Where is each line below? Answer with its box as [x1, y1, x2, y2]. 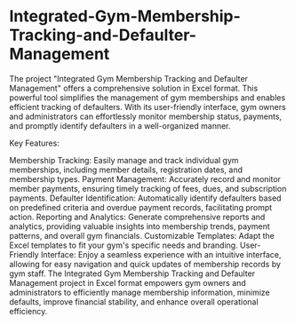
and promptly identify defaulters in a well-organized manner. [9, 120, 231, 131]
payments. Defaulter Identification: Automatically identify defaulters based [9, 193, 282, 203]
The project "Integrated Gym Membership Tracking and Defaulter [9, 73, 249, 83]
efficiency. [9, 305, 48, 316]
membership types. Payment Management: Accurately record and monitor [9, 173, 282, 184]
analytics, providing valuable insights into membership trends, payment [9, 220, 271, 232]
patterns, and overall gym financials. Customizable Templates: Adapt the [9, 230, 275, 241]
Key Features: [9, 138, 60, 148]
